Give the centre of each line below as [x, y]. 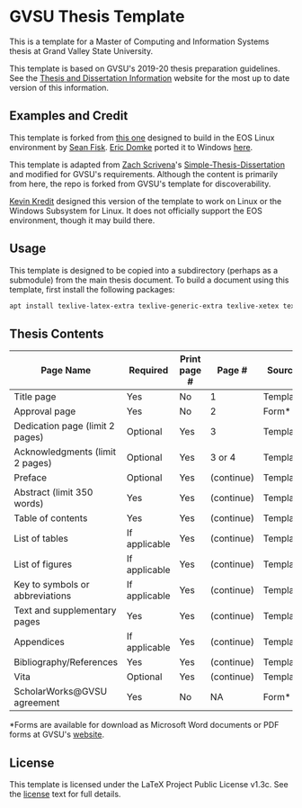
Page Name [66, 371]
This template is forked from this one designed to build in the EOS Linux [142, 138]
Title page [35, 397]
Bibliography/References [66, 662]
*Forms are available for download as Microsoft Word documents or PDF [144, 725]
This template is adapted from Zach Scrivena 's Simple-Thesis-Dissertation [147, 165]
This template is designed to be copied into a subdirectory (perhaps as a [144, 270]
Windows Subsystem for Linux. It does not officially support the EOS [136, 211]
